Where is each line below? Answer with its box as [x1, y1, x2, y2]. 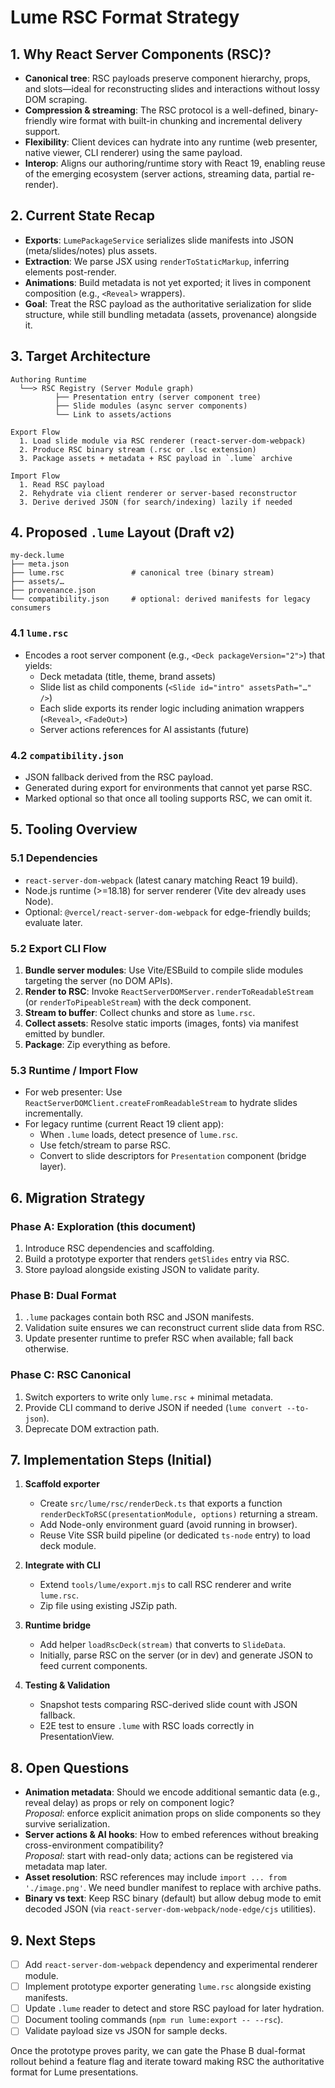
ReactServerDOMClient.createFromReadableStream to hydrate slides [24, 1097, 298, 1109]
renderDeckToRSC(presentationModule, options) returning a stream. [39, 1508, 318, 1520]
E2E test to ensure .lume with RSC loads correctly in [39, 1720, 255, 1732]
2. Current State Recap [10, 207, 155, 225]
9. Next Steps [10, 1932, 97, 1949]
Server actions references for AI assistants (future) [39, 723, 250, 735]
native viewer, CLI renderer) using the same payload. [24, 147, 243, 158]
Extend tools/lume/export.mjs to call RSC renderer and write [39, 1579, 292, 1591]
